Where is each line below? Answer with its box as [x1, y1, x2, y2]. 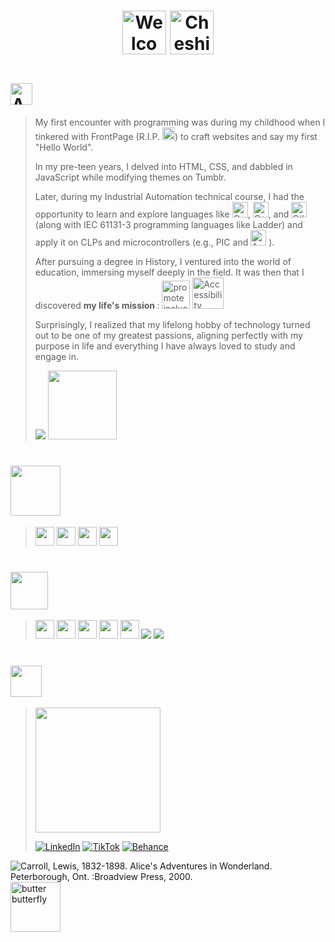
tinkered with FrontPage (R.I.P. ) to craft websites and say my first [34, 131, 318, 143]
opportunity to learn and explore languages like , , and [34, 208, 290, 220]
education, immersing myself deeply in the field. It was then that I [34, 266, 305, 279]
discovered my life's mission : [34, 300, 160, 312]
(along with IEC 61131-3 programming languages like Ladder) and [34, 219, 303, 231]
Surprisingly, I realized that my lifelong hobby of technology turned [34, 319, 311, 331]
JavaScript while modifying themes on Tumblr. [34, 171, 227, 184]
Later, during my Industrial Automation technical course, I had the [34, 191, 305, 203]
